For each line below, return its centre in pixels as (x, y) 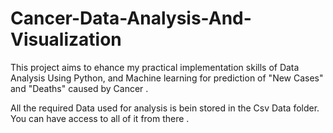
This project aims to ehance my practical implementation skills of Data (155, 67)
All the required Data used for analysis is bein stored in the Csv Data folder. (165, 108)
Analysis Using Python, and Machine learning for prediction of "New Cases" (167, 78)
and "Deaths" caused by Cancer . (79, 88)
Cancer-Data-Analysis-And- (131, 18)
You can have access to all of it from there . (100, 118)
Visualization (66, 39)
